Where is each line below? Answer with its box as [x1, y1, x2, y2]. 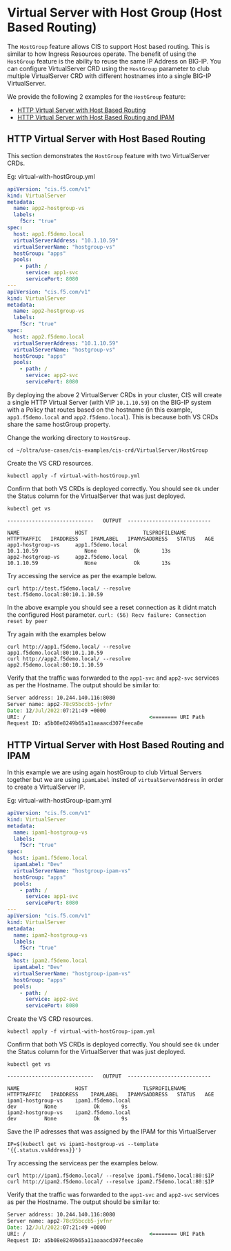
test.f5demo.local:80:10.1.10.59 [7, 591, 103, 598]
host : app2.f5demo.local [13, 333, 85, 340]
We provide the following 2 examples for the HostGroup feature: [7, 92, 186, 101]
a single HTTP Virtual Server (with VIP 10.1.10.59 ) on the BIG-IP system [7, 398, 212, 406]
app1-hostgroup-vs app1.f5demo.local [7, 541, 128, 548]
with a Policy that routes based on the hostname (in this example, [7, 405, 193, 414]
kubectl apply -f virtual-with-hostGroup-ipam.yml [7, 1028, 156, 1035]
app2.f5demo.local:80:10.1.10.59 [7, 661, 103, 668]
